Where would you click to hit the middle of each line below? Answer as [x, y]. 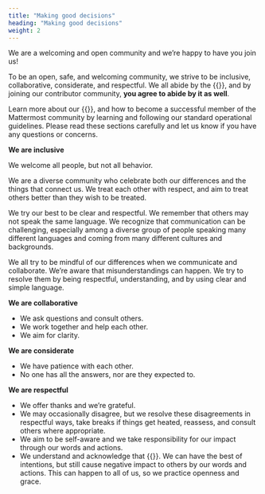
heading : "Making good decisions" [66, 23]
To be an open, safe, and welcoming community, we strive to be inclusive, [129, 77]
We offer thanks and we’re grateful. [78, 406]
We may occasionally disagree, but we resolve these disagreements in [135, 414]
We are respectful [39, 390]
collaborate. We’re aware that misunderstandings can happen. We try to [126, 270]
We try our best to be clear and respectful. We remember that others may [129, 213]
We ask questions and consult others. [82, 318]
